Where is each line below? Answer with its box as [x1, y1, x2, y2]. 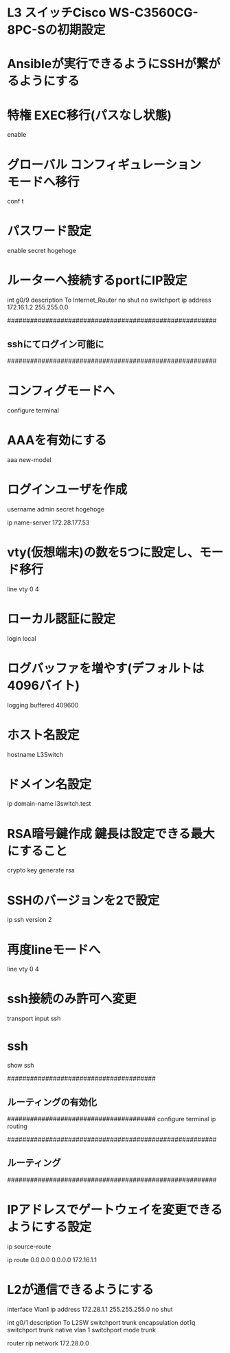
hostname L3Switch [7, 750, 64, 758]
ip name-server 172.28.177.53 [7, 518, 90, 527]
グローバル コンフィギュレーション [7, 157, 201, 173]
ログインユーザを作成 [7, 482, 128, 497]
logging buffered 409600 [7, 701, 79, 709]
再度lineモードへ [7, 942, 101, 958]
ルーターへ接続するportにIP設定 [7, 273, 187, 288]
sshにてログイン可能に [7, 338, 104, 350]
